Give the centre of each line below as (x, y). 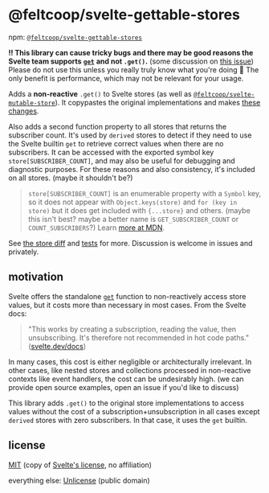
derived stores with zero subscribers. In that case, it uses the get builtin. (128, 420)
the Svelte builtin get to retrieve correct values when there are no (116, 143)
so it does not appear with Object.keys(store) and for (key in (132, 202)
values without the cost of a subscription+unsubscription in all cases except (134, 411)
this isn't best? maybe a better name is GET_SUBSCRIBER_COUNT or (133, 219)
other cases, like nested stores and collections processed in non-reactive (130, 370)
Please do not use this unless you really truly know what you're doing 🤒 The (134, 69)
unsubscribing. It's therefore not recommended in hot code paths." (139, 337)
